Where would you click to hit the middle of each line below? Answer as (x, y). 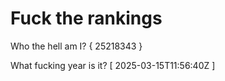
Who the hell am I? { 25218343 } (76, 46)
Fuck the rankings (86, 18)
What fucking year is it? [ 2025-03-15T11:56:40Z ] (113, 65)
